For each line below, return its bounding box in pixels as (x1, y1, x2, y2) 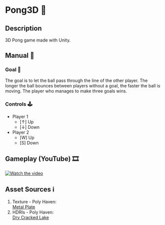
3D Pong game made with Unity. (5, 37, 71, 43)
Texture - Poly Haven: (12, 198, 57, 204)
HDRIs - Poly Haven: (12, 209, 54, 215)
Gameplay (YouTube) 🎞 (5, 155, 79, 163)
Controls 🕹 (5, 101, 33, 108)
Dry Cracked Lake (12, 214, 49, 220)
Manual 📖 (5, 51, 34, 60)
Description (5, 24, 42, 33)
